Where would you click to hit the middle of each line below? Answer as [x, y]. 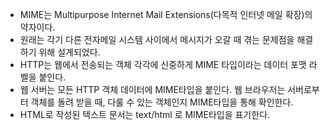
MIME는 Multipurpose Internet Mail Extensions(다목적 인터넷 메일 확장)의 [166, 14]
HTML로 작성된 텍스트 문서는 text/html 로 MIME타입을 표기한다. [145, 114]
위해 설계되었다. [69, 52]
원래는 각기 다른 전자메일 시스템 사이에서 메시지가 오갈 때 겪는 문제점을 [157, 39]
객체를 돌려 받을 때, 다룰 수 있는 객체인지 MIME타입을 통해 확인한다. [162, 102]
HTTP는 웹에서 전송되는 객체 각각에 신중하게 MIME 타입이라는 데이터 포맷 [163, 64]
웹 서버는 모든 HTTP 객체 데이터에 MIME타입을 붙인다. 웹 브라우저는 [152, 89]
